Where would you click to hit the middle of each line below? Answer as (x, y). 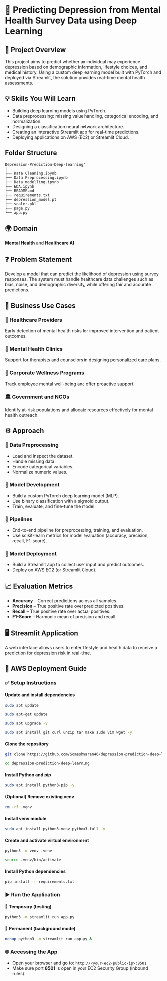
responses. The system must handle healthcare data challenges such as (79, 279)
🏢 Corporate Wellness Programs (45, 373)
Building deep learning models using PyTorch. (59, 111)
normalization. (27, 121)
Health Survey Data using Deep (71, 21)
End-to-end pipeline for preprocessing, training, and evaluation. (78, 530)
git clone (15, 754)
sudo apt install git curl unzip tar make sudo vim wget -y (69, 732)
